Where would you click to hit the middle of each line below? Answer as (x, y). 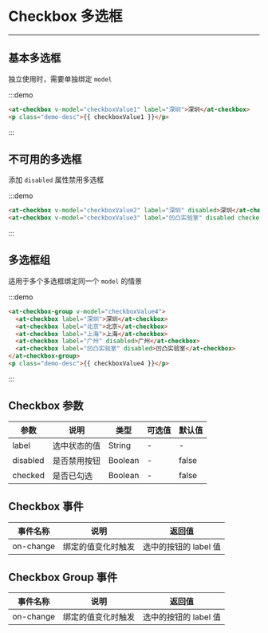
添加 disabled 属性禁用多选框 (56, 180)
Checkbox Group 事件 (63, 577)
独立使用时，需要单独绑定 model (60, 79)
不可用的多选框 (45, 159)
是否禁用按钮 (77, 461)
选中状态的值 (77, 445)
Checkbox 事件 (46, 506)
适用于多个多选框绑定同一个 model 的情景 (75, 281)
